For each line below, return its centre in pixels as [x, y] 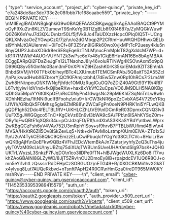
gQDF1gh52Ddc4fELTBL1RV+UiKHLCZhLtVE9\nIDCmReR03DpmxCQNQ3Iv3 [85, 109]
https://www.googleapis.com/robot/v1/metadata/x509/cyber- [71, 207]
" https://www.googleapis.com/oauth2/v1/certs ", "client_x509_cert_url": [79, 201]
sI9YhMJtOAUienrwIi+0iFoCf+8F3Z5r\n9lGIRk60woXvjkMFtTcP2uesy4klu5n [85, 45]
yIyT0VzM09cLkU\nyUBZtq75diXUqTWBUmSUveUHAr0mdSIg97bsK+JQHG [85, 147]
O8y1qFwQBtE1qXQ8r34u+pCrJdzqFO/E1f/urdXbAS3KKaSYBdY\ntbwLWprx [84, 120]
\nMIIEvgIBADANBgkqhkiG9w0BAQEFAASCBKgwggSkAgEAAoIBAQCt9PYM [84, 23]
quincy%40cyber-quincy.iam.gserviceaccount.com [59, 212]
